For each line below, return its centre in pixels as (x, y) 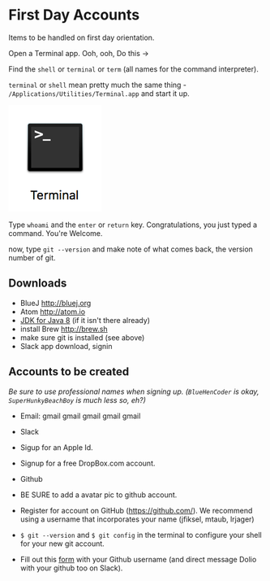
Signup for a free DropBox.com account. (88, 463)
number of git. (32, 257)
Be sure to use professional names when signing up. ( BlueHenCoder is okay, (134, 391)
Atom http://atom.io (53, 312)
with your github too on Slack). (71, 568)
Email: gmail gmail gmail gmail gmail (80, 416)
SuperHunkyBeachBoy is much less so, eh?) (77, 400)
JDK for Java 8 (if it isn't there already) (85, 320)
